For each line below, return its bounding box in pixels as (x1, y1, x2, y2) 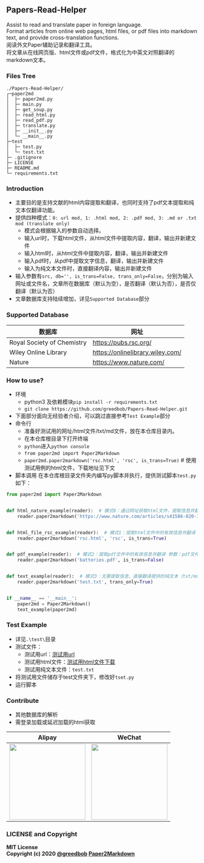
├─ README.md (6, 165, 39, 172)
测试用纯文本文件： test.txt (24, 665, 94, 673)
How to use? (6, 376, 44, 384)
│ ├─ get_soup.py (6, 107, 53, 113)
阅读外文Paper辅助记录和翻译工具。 (6, 41, 96, 48)
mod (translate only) (15, 221, 70, 227)
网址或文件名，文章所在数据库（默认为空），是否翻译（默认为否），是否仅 (15, 280, 196, 287)
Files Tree (6, 72, 36, 80)
